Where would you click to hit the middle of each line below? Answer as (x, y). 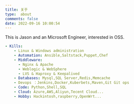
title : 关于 (16, 10)
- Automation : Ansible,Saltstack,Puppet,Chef (61, 55)
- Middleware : (28, 60)
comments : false (22, 19)
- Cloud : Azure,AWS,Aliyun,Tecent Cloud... (59, 92)
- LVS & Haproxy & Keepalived (49, 74)
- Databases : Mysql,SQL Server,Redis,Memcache (62, 78)
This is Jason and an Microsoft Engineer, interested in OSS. (65, 37)
